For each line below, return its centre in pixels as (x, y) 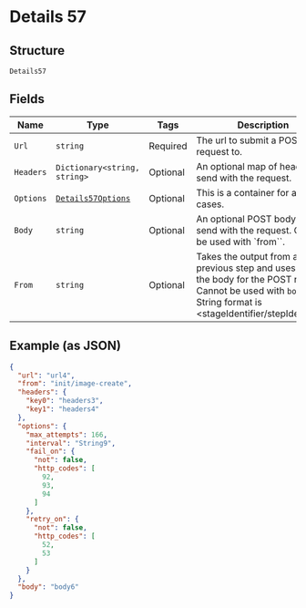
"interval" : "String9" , (71, 443)
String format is (229, 302)
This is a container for (243, 192)
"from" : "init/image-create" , (75, 384)
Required (168, 146)
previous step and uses (246, 268)
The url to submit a (236, 140)
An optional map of (237, 166)
